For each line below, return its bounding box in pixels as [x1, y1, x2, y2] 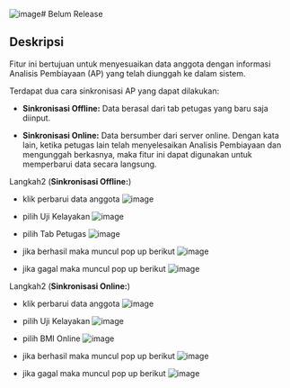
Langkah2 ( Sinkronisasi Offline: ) [9, 176, 132, 186]
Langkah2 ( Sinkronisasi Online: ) [9, 280, 131, 292]
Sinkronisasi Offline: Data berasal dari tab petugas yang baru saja [22, 103, 269, 113]
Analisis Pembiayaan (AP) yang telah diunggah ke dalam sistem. [9, 68, 246, 78]
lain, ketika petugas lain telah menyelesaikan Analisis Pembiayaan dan [22, 140, 282, 150]
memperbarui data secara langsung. [22, 158, 157, 169]
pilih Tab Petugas [22, 228, 87, 239]
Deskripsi [9, 34, 65, 50]
